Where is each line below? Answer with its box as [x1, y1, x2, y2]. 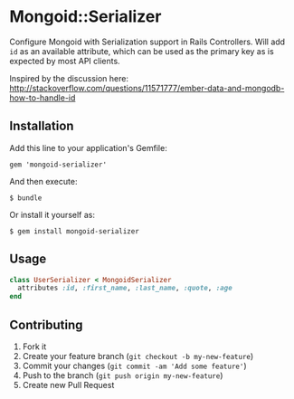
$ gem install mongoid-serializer [9, 226, 140, 236]
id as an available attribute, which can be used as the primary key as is [9, 45, 274, 56]
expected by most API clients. [9, 55, 120, 66]
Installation [9, 119, 74, 134]
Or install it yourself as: [9, 209, 95, 220]
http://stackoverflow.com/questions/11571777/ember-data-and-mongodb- [9, 82, 285, 93]
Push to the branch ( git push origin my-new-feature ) [22, 370, 223, 381]
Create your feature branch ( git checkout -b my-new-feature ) [22, 351, 254, 361]
